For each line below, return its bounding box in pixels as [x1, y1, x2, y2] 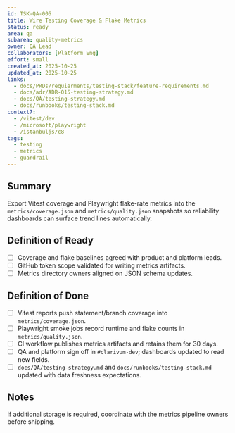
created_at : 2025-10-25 [7, 63, 77, 70]
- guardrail [13, 154, 49, 162]
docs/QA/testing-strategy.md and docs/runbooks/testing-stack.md [17, 363, 212, 371]
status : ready [7, 23, 49, 30]
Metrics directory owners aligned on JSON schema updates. [17, 269, 193, 277]
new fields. [17, 355, 50, 363]
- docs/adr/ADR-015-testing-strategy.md [13, 89, 134, 96]
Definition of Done [7, 290, 89, 302]
